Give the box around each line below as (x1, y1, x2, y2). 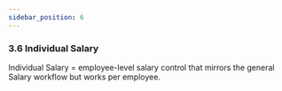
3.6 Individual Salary (8, 42, 99, 54)
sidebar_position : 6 (8, 12, 85, 22)
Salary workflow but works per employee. (8, 72, 161, 82)
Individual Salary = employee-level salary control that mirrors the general (8, 62, 275, 72)
